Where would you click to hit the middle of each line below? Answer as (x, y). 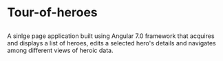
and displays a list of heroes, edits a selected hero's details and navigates (111, 43)
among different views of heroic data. (60, 50)
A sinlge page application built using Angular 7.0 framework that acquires (111, 36)
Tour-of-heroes (52, 13)
